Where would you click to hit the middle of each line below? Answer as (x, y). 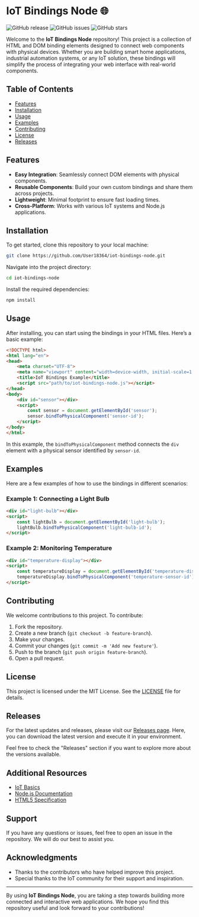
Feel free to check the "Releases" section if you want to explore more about (99, 748)
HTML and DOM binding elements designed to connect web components (95, 45)
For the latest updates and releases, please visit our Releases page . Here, (96, 730)
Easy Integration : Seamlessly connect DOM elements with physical (97, 174)
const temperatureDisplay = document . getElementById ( (84, 571)
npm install (21, 301)
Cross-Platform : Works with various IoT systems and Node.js (90, 206)
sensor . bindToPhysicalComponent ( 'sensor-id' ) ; (86, 416)
